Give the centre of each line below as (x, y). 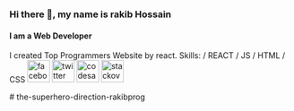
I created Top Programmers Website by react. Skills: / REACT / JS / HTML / (147, 55)
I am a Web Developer (51, 36)
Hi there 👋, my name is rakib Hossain (91, 14)
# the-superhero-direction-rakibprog (78, 97)
